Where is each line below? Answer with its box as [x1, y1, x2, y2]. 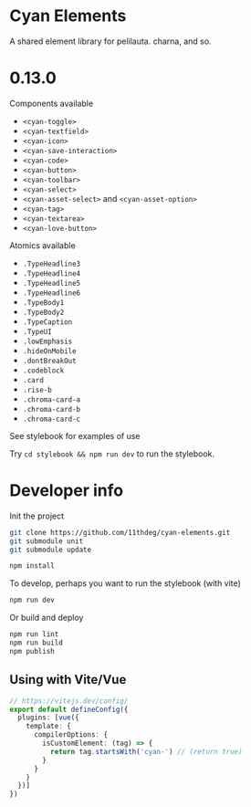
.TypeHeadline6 [22, 288, 81, 298]
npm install [9, 561, 55, 571]
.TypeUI [22, 327, 52, 336]
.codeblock [22, 366, 65, 375]
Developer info [9, 480, 124, 501]
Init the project [9, 510, 65, 521]
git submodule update [9, 545, 92, 554]
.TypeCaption [22, 317, 73, 327]
